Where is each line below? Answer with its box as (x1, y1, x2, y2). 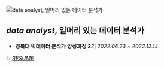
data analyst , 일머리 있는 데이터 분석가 (6, 26, 145, 36)
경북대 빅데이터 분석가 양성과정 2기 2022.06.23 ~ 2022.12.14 (14, 42, 159, 50)
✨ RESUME (6, 54, 34, 62)
